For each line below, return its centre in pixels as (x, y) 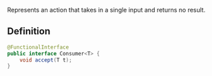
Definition (29, 31)
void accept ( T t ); (46, 60)
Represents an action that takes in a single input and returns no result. (106, 10)
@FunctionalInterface (38, 47)
